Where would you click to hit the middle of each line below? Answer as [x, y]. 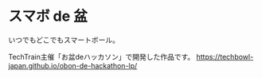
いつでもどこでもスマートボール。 [64, 40]
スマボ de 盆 [48, 16]
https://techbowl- [225, 57]
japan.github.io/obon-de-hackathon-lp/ [73, 65]
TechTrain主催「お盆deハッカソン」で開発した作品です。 [102, 57]
